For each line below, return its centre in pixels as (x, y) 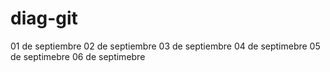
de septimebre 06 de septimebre (78, 56)
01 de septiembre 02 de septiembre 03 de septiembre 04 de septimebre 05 (165, 46)
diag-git (44, 18)
